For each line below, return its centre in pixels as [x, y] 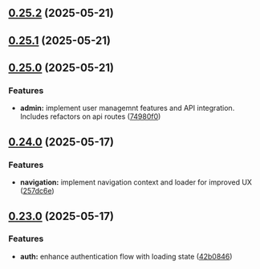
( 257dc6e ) [37, 191]
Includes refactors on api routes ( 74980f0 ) [90, 116]
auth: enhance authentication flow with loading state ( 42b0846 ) [126, 256]
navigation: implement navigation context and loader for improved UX [136, 182]
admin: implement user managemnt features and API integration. [127, 108]
